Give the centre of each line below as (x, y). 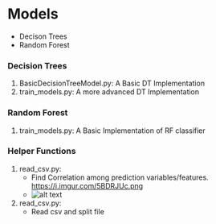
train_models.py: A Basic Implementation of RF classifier (112, 131)
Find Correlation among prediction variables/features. (120, 177)
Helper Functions (42, 151)
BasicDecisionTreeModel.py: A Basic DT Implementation (112, 83)
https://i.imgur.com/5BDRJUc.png (87, 185)
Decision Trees (37, 65)
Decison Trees (43, 36)
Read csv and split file (68, 211)
